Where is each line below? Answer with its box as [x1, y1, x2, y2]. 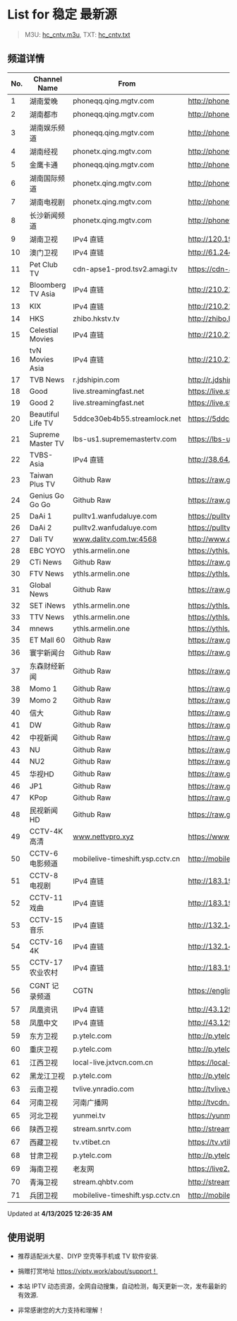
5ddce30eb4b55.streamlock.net [73, 414, 181, 424]
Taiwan [29, 470, 54, 480]
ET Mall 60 [29, 635, 66, 645]
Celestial [29, 325, 59, 335]
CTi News [29, 557, 62, 567]
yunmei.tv [73, 1110, 106, 1120]
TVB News [29, 375, 65, 385]
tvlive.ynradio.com [73, 1084, 134, 1094]
